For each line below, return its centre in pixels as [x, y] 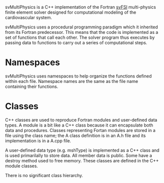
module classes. [22, 166]
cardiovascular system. [29, 17]
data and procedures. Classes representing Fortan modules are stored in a [80, 130]
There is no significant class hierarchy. [44, 175]
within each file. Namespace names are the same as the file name [72, 81]
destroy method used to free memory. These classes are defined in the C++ [82, 160]
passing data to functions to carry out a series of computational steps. [76, 43]
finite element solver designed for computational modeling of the [71, 12]
